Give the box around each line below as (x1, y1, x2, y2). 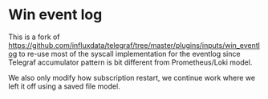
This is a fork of (8, 32, 60, 42)
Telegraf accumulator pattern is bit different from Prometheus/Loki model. (8, 57, 253, 67)
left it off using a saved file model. (8, 81, 120, 91)
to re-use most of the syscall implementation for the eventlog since (18, 49, 241, 58)
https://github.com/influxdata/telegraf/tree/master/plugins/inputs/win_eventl (8, 40, 261, 49)
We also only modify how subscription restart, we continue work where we (8, 73, 255, 82)
